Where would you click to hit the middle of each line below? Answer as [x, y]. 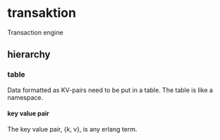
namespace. [25, 97]
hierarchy [29, 55]
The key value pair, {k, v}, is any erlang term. [72, 129]
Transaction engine [35, 32]
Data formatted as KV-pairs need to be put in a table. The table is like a [110, 90]
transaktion [42, 13]
